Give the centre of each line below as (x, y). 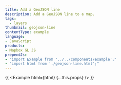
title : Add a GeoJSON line (32, 9)
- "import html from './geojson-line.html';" (52, 64)
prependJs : (16, 55)
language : (15, 37)
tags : (10, 18)
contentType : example (27, 32)
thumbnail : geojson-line (30, 28)
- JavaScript (18, 41)
